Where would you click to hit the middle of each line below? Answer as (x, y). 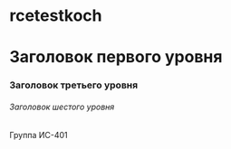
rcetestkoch (56, 16)
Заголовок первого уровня (116, 57)
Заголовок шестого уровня (62, 107)
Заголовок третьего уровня (74, 85)
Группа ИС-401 (38, 135)
